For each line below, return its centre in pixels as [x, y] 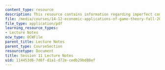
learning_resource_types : [31, 28]
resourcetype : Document [29, 51]
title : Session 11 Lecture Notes [39, 55]
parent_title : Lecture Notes [35, 42]
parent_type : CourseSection [34, 46]
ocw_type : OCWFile [24, 37]
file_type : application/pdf [34, 23]
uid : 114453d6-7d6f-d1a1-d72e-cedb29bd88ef [50, 60]
